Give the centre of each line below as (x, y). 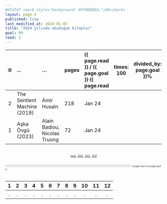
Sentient (26, 100)
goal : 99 (14, 33)
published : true (22, 19)
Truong (50, 139)
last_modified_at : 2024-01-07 (37, 24)
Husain (50, 106)
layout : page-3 (21, 14)
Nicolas (51, 133)
